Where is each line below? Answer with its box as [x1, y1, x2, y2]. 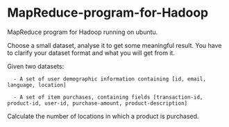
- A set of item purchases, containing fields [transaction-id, [13, 94, 203, 101]
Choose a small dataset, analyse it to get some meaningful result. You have [7, 41, 222, 49]
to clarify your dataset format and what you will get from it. [7, 49, 176, 57]
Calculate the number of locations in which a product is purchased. [7, 112, 199, 120]
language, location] [7, 81, 67, 88]
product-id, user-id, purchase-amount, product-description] [7, 99, 188, 107]
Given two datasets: [7, 62, 65, 70]
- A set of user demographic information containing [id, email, [13, 75, 207, 83]
